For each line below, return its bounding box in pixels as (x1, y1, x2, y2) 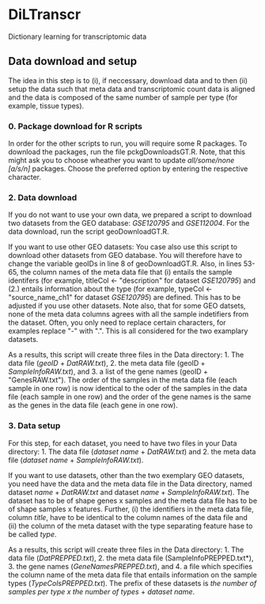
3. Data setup (8, 420, 61, 431)
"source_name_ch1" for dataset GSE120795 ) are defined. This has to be (8, 293, 241, 302)
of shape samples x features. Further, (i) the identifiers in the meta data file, (8, 504, 255, 514)
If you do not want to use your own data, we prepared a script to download (8, 210, 252, 219)
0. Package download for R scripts (8, 120, 143, 131)
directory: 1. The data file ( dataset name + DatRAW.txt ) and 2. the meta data (8, 446, 256, 456)
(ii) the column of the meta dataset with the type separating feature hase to (8, 521, 253, 530)
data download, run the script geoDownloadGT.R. (8, 227, 169, 237)
